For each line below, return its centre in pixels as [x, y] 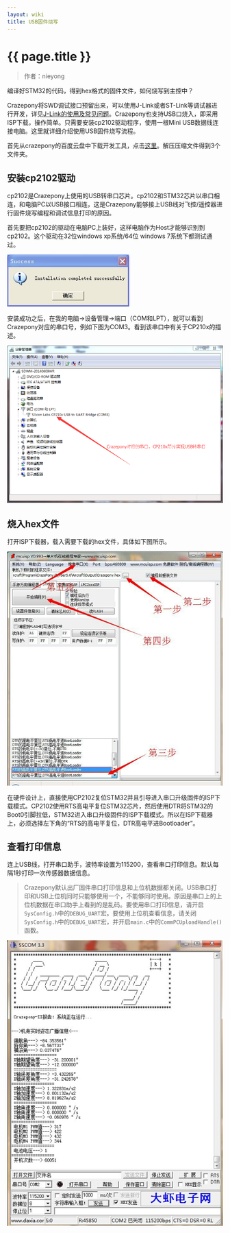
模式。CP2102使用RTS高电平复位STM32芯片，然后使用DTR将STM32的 [113, 806]
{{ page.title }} [49, 57]
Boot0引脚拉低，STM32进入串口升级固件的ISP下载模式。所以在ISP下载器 [110, 814]
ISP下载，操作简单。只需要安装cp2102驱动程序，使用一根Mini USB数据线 [110, 123]
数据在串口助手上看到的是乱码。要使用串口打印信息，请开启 [120, 905]
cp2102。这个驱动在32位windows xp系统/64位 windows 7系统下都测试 [107, 236]
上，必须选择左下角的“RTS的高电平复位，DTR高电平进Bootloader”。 [103, 823]
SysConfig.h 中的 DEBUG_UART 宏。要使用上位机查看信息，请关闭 [110, 913]
